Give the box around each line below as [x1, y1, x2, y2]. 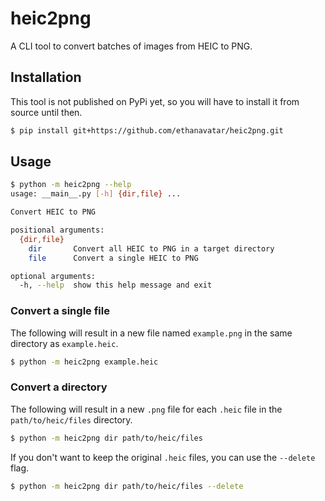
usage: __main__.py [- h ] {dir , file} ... [10, 189, 182, 199]
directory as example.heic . [10, 337, 119, 349]
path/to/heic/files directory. [10, 413, 133, 426]
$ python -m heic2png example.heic [10, 357, 159, 367]
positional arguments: [10, 225, 105, 236]
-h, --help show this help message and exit [19, 280, 213, 291]
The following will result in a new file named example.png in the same [10, 327, 293, 339]
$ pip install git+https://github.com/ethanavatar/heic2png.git [10, 125, 284, 136]
